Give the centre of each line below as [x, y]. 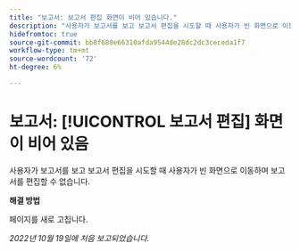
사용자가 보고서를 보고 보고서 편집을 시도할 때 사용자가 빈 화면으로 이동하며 [139, 170]
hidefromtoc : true [43, 34]
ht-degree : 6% [36, 68]
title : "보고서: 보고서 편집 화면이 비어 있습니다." [93, 17]
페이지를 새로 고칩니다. [49, 219]
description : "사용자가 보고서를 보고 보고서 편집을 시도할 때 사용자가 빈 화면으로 [144, 26]
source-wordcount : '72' [54, 59]
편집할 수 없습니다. [58, 181]
